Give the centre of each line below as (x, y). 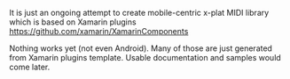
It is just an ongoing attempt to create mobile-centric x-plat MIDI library (139, 13)
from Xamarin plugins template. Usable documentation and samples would (145, 57)
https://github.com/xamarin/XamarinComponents (99, 31)
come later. (30, 67)
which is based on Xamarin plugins (73, 22)
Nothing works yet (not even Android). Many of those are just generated (141, 48)
